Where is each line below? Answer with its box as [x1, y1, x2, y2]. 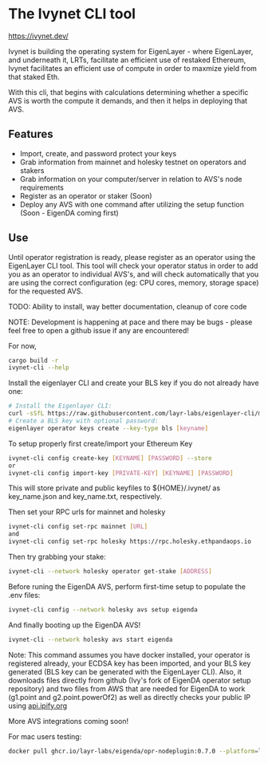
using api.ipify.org [8, 701, 68, 710]
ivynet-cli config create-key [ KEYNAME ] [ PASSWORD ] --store [8, 454, 213, 462]
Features [8, 128, 53, 141]
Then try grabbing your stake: [8, 552, 106, 562]
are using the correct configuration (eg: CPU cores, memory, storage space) [8, 277, 259, 287]
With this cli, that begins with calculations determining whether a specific [8, 87, 249, 96]
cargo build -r [8, 356, 59, 364]
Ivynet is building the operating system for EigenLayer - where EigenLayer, [8, 46, 254, 56]
